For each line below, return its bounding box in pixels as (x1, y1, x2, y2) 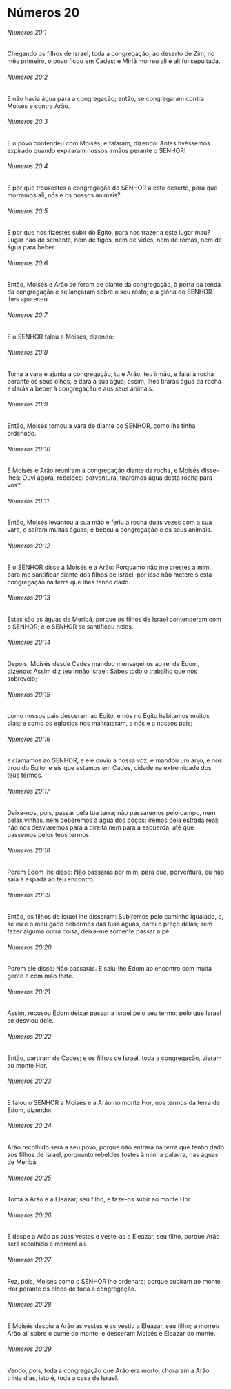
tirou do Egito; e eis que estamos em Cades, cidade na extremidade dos (7, 764, 212, 772)
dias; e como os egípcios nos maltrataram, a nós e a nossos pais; (7, 719, 193, 728)
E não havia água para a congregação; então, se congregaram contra (7, 94, 205, 102)
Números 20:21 (7, 987, 50, 996)
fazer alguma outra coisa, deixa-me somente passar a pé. (7, 927, 171, 935)
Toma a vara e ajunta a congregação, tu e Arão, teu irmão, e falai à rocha (7, 369, 214, 378)
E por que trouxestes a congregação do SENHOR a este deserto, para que (7, 183, 218, 192)
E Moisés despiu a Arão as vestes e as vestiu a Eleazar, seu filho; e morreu (7, 1321, 219, 1330)
